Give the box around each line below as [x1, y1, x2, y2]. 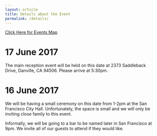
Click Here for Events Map [5, 30, 57, 35]
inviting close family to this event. [5, 111, 72, 117]
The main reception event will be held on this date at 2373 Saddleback [5, 63, 146, 68]
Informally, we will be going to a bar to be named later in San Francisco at [5, 120, 152, 126]
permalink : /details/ [5, 16, 49, 21]
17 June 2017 [5, 47, 58, 57]
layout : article [5, 7, 38, 12]
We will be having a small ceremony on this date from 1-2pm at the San [5, 101, 147, 107]
